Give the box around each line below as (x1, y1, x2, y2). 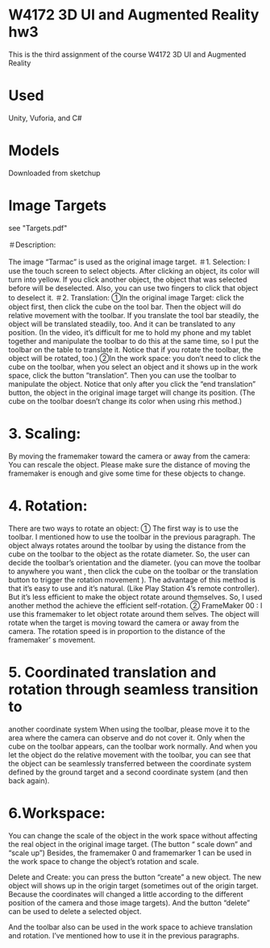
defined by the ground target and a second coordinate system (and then (8, 767, 248, 777)
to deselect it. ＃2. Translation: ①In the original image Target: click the (8, 292, 244, 302)
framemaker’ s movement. (8, 635, 96, 644)
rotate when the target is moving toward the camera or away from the (8, 618, 239, 627)
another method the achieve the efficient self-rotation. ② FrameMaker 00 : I (8, 600, 263, 610)
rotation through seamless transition (8, 680, 259, 698)
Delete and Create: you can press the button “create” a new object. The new (8, 872, 262, 882)
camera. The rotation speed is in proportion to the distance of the (8, 626, 226, 635)
